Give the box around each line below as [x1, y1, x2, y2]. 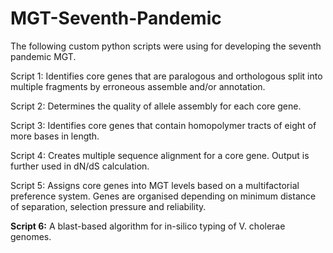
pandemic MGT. [10, 50, 77, 62]
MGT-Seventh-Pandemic [10, 7, 222, 30]
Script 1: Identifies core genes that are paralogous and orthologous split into [10, 70, 323, 82]
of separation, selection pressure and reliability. [10, 200, 207, 212]
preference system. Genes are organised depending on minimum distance [10, 190, 317, 202]
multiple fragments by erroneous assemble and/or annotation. [10, 80, 266, 92]
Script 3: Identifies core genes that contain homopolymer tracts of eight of [10, 119, 317, 131]
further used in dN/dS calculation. [10, 160, 150, 172]
